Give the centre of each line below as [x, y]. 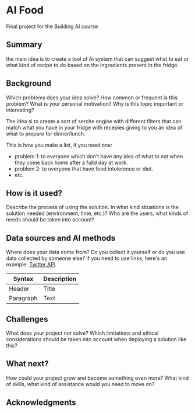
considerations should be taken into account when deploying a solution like [96, 339]
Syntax [23, 279]
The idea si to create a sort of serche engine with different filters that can [94, 121]
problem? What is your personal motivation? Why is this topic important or [95, 103]
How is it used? [34, 193]
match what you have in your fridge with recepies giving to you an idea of [94, 127]
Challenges [27, 319]
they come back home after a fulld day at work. [71, 162]
